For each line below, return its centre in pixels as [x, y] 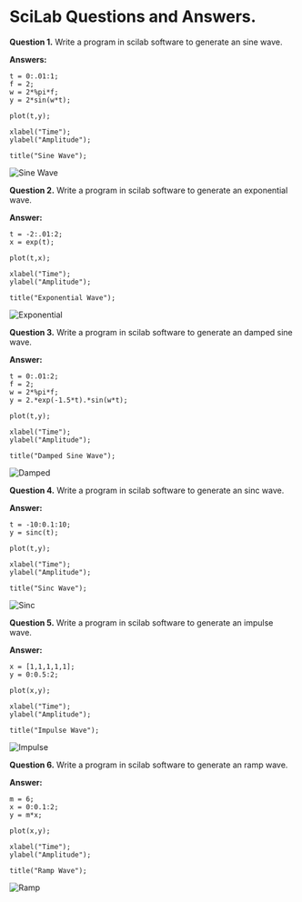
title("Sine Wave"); [49, 155]
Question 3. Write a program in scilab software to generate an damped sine [151, 332]
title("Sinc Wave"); [49, 588]
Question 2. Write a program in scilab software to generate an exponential [149, 190]
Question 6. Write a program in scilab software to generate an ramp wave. [149, 765]
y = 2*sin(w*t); [40, 100]
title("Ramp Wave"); [49, 870]
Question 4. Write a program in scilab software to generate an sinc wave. [147, 490]
